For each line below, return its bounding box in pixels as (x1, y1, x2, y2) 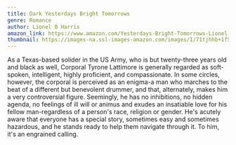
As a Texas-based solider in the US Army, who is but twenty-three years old (7, 55, 227, 64)
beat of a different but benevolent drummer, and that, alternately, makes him (7, 85, 228, 94)
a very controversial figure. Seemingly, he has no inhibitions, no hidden (7, 92, 213, 102)
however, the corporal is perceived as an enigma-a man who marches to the (7, 78, 228, 86)
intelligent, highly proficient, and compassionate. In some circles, (32, 71, 220, 79)
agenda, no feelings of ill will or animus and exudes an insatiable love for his (7, 100, 228, 109)
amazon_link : (7, 29, 46, 37)
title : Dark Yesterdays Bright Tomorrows (7, 10, 131, 18)
